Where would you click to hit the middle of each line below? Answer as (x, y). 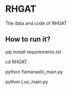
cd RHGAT (16, 62)
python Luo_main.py (27, 82)
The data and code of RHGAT (36, 23)
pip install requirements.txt (33, 51)
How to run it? (28, 39)
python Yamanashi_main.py (34, 71)
